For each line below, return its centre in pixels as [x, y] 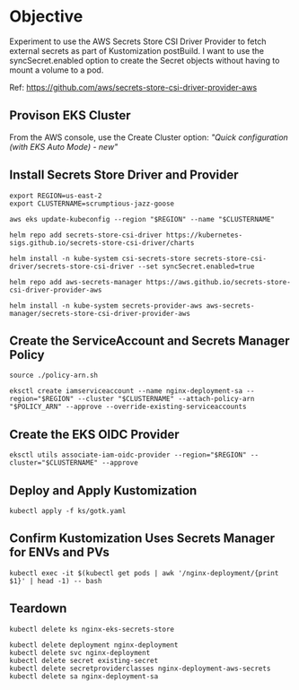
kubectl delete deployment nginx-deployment [94, 645]
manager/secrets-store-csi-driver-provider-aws [100, 313]
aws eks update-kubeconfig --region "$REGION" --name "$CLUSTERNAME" [142, 219]
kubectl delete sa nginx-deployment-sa [84, 676]
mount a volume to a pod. [57, 70]
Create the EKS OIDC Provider [94, 434]
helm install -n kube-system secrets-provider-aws [106, 306]
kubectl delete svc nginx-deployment [80, 652]
